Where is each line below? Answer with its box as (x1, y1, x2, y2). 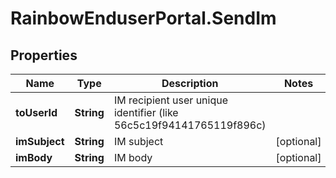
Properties (10, 47, 78, 64)
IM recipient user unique (113, 93, 228, 107)
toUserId (15, 106, 58, 119)
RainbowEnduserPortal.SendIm (10, 7, 277, 30)
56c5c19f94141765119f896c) (113, 118, 267, 132)
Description (161, 77, 219, 90)
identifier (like (113, 106, 179, 119)
